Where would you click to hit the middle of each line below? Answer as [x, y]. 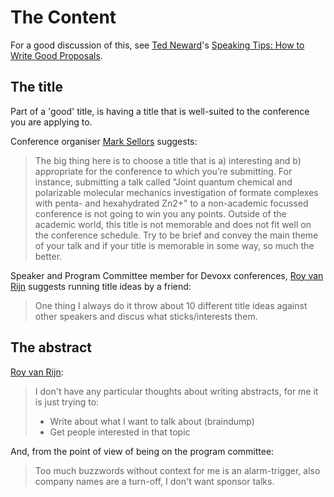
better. [48, 256]
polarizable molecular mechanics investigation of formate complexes [176, 192]
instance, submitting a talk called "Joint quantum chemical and [163, 182]
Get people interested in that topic [120, 432]
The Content [63, 17]
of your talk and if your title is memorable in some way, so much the [174, 245]
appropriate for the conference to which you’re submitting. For [163, 171]
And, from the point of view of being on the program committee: [142, 451]
